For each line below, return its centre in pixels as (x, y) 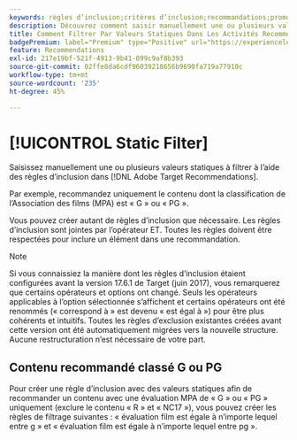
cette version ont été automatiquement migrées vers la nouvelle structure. (144, 330)
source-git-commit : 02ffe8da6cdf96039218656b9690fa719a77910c (126, 67)
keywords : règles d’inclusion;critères (83, 17)
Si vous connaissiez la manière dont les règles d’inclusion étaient (127, 274)
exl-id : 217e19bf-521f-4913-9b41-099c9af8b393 (96, 58)
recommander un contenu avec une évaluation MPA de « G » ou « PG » (138, 398)
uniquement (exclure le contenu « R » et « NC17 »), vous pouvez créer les (143, 407)
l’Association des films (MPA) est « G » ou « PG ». (99, 204)
